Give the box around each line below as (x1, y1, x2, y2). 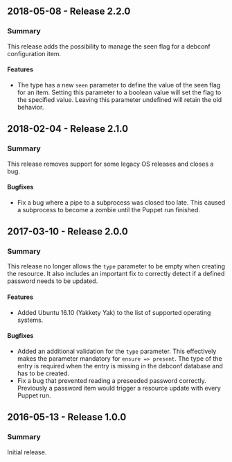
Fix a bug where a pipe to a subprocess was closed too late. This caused (17, 198, 226, 207)
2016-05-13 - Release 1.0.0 (7, 411, 127, 423)
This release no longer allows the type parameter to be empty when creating (7, 262, 226, 271)
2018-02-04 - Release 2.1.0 (7, 123, 129, 135)
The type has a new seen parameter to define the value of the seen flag (17, 80, 221, 89)
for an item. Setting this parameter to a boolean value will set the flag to (17, 88, 222, 96)
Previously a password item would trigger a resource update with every (17, 384, 222, 392)
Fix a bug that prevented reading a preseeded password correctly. (17, 376, 206, 384)
